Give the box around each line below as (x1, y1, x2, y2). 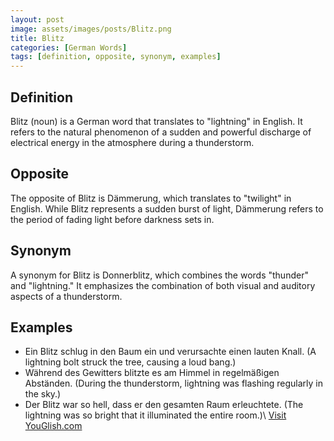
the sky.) (24, 388, 62, 400)
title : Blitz (10, 33, 65, 43)
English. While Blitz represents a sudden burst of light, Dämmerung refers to (10, 202, 324, 215)
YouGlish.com (24, 420, 83, 432)
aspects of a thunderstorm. (10, 290, 123, 302)
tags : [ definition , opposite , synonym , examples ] (10, 52, 222, 62)
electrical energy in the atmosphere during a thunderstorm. (10, 136, 255, 148)
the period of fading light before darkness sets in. (10, 213, 215, 225)
